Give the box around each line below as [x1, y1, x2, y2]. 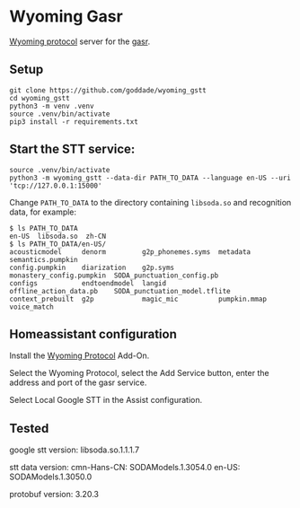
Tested [9, 420, 49, 436]
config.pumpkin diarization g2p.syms [9, 263, 175, 272]
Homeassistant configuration [9, 326, 177, 342]
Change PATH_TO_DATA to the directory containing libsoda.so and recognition [9, 197, 292, 207]
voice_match [9, 302, 54, 311]
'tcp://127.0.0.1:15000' [9, 181, 102, 190]
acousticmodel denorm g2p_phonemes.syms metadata [9, 247, 251, 257]
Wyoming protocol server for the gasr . [9, 36, 151, 47]
